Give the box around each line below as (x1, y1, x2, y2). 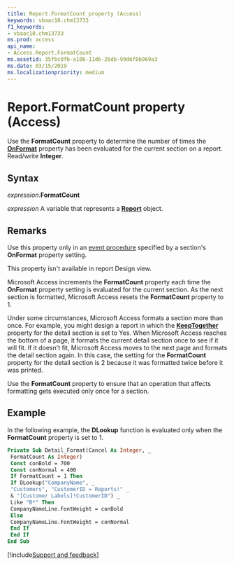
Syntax (7, 172, 39, 184)
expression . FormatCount (7, 191, 80, 200)
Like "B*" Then (10, 499, 54, 506)
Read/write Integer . (7, 152, 64, 160)
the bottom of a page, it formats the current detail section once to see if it (7, 336, 219, 345)
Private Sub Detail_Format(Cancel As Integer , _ (7, 446, 152, 454)
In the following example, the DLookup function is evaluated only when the (7, 425, 223, 434)
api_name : (7, 43, 36, 50)
